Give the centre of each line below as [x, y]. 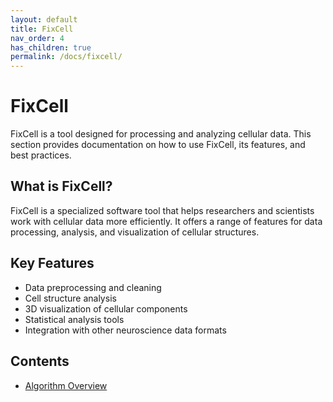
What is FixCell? [61, 186]
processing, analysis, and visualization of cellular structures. [135, 232]
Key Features [52, 263]
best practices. [41, 155]
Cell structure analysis [70, 298]
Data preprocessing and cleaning [93, 287]
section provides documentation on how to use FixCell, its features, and [158, 145]
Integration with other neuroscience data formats [125, 330]
